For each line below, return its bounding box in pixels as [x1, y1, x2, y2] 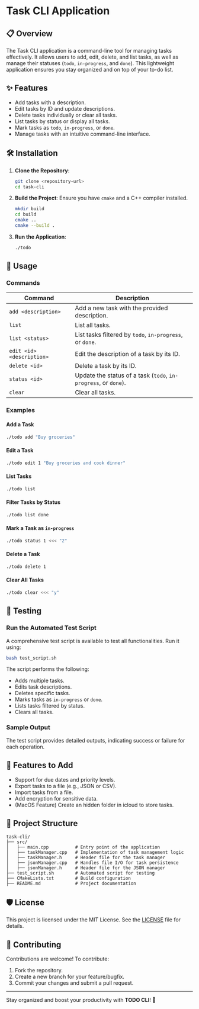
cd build [14, 211, 37, 217]
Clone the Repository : [14, 167, 70, 174]
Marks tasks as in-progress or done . [14, 696, 102, 703]
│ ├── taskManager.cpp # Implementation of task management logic [6, 850, 184, 856]
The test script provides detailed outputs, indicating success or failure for [6, 737, 185, 744]
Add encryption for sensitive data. [14, 795, 98, 802]
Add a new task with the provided [75, 304, 168, 312]
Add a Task [6, 420, 34, 428]
